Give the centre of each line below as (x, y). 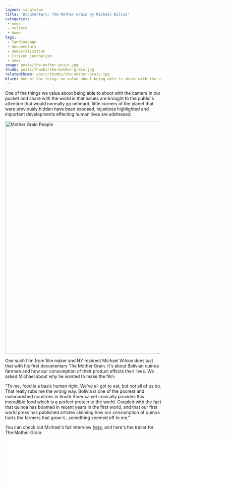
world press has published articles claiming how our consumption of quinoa (83, 412)
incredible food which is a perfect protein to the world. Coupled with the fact (83, 402)
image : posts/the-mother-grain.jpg (42, 65)
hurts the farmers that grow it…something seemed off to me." (68, 418)
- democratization (26, 51)
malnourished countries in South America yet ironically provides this (75, 396)
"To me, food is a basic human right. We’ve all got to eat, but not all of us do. (83, 386)
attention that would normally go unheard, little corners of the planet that (79, 103)
